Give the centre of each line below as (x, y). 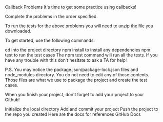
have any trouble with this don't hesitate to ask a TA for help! (66, 60)
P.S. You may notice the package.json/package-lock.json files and (71, 70)
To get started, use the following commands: (50, 40)
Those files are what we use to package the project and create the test (76, 80)
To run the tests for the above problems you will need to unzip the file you (79, 26)
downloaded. (18, 31)
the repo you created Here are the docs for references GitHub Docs (73, 114)
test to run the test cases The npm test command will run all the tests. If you (81, 55)
